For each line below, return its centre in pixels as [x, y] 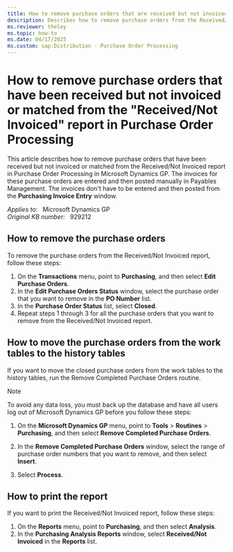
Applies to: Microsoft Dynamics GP [59, 209]
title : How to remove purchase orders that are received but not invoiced [118, 14]
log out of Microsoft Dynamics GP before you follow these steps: [100, 412]
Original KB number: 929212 [49, 216]
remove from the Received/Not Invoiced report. [85, 320]
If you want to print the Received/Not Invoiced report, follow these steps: [111, 513]
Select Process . [40, 475]
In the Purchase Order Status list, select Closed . [87, 306]
